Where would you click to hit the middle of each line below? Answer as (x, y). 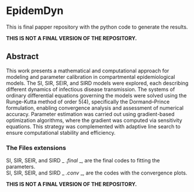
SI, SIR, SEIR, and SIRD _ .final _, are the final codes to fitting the (83, 160)
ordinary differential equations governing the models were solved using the (96, 95)
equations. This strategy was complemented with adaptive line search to (93, 126)
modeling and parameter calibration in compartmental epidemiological (91, 76)
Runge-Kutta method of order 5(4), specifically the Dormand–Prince (88, 102)
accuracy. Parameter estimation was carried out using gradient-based (90, 114)
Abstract (22, 57)
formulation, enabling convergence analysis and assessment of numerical (95, 108)
